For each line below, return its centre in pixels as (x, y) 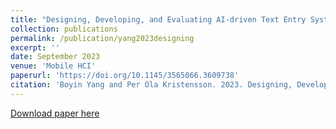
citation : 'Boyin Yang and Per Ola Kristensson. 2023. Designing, (151, 85)
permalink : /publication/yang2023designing (102, 38)
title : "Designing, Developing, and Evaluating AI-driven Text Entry (158, 19)
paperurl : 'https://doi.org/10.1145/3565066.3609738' (125, 76)
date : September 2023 (55, 57)
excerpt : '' (35, 47)
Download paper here (55, 113)
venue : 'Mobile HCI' (53, 66)
